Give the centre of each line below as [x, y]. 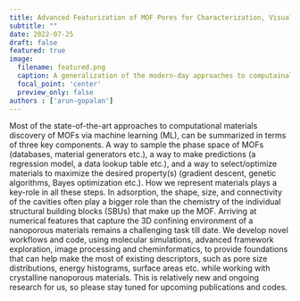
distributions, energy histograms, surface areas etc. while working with [140, 268]
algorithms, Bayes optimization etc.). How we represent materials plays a [143, 183]
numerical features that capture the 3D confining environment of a [131, 221]
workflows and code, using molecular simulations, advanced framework [142, 240]
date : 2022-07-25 [42, 34]
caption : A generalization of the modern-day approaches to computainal [155, 76]
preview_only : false [55, 92]
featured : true [37, 51]
